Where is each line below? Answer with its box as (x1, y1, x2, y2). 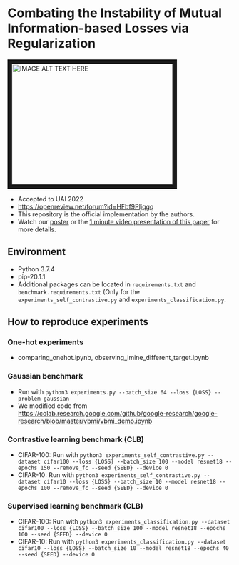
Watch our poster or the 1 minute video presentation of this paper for (17, 217, 220, 226)
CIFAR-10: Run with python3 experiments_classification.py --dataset (17, 537, 226, 546)
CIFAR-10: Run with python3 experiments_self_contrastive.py (17, 471, 201, 479)
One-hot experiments (7, 337, 84, 347)
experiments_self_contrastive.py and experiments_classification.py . (17, 295, 226, 304)
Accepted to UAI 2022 (17, 194, 84, 203)
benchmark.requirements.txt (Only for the (17, 287, 141, 296)
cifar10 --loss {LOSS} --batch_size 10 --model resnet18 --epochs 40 (17, 545, 230, 552)
